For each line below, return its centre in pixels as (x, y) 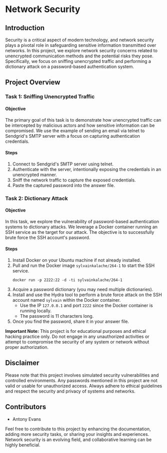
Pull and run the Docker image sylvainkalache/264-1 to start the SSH (83, 265)
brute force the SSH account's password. (48, 237)
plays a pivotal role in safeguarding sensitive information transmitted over (81, 45)
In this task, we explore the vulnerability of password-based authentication (82, 221)
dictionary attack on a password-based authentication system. (69, 67)
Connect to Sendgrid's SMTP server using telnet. (63, 164)
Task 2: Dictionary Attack (37, 198)
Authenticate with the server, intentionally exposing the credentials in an (87, 169)
